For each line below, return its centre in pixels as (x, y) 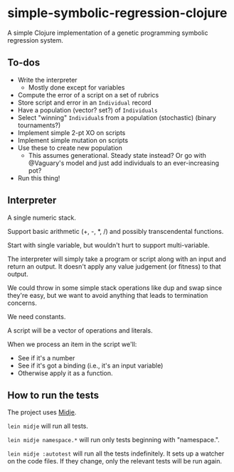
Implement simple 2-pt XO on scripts (71, 132)
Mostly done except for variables (76, 87)
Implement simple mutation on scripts (73, 140)
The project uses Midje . (42, 412)
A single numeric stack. (42, 218)
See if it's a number (46, 358)
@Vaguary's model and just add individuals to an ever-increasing (123, 163)
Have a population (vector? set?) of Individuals (87, 110)
